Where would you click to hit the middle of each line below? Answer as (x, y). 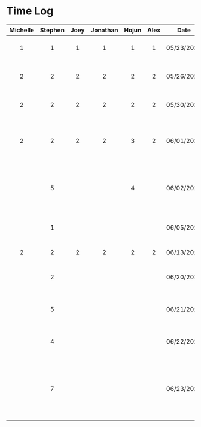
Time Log (30, 11)
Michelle (22, 30)
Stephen (52, 30)
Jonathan (104, 30)
